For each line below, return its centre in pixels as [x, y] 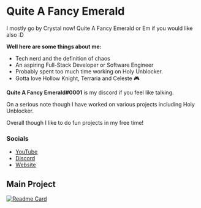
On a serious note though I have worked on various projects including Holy [100, 104]
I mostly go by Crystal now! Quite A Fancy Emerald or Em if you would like [100, 28]
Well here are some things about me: [54, 46]
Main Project [31, 184]
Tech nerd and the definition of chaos [63, 58]
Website [26, 165]
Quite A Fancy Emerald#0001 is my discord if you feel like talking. [90, 92]
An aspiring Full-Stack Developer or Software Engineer [84, 65]
